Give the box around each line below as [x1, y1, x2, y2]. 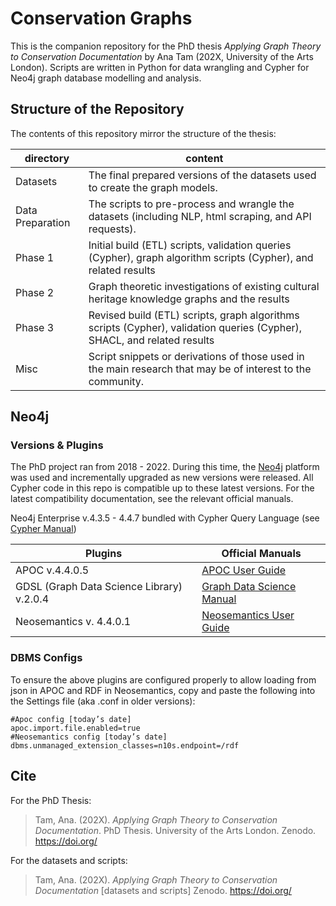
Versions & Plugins [10, 438, 104, 452]
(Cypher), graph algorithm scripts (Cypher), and [88, 250, 314, 264]
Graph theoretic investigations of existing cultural [88, 279, 320, 293]
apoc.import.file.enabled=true [10, 723, 141, 733]
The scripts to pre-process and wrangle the [88, 197, 295, 211]
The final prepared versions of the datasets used [88, 168, 317, 182]
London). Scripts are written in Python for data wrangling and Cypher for [10, 61, 310, 73]
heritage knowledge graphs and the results [88, 292, 290, 306]
